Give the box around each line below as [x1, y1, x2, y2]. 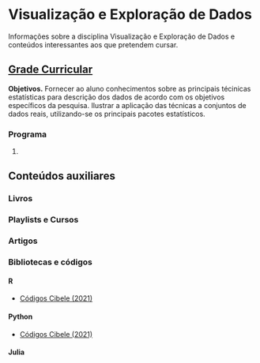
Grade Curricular [8, 63, 93, 77]
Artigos [8, 235, 38, 246]
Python [8, 312, 33, 321]
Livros [8, 193, 33, 204]
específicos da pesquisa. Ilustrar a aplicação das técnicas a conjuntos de [8, 100, 247, 110]
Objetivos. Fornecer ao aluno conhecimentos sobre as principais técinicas [8, 84, 251, 93]
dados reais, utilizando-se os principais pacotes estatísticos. [8, 109, 205, 118]
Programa [8, 129, 47, 140]
